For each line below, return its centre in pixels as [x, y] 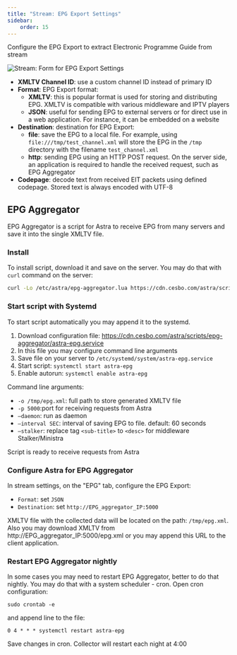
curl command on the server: [50, 275]
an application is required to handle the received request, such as [123, 165]
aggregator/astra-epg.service [61, 343]
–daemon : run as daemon [52, 415]
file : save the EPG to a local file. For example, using [103, 134]
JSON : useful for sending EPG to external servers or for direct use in [128, 112]
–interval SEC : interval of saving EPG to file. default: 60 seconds [112, 423]
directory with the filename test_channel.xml [93, 150]
